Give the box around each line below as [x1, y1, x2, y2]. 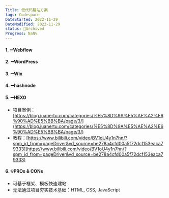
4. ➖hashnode [5, 82, 36, 89]
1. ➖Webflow [5, 47, 33, 53]
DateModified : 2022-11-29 [5, 21, 60, 27]
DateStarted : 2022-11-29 [5, 17, 58, 22]
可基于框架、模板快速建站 [12, 180, 67, 186]
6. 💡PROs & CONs [5, 168, 43, 174]
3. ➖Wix [5, 71, 23, 77]
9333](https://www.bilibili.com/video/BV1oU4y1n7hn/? [12, 146, 127, 152]
